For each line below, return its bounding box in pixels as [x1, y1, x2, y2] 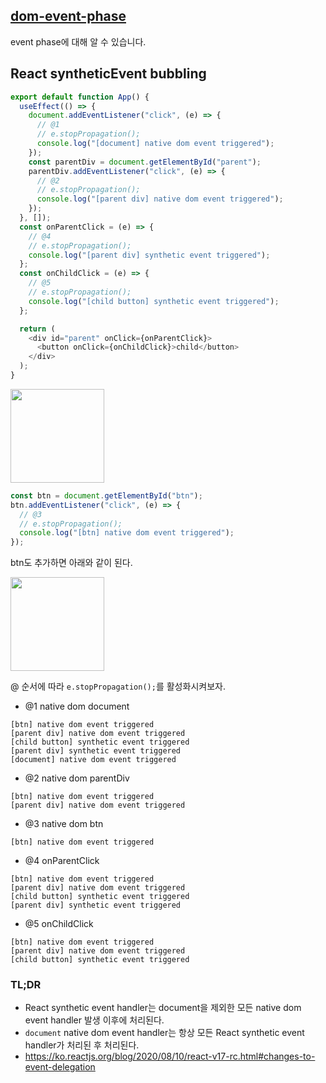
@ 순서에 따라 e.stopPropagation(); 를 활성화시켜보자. [10, 680, 226, 693]
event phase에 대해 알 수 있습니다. [10, 35, 147, 48]
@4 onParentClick [24, 855, 100, 867]
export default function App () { [10, 92, 150, 102]
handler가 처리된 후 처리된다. [24, 1039, 140, 1051]
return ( [19, 324, 56, 334]
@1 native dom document [24, 700, 130, 713]
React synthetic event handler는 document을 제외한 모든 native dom [24, 1002, 302, 1014]
